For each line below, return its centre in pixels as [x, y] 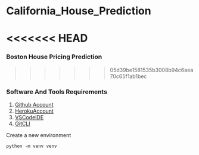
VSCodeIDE [29, 117]
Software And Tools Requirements [57, 92]
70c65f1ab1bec [128, 76]
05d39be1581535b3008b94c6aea [152, 70]
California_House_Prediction [79, 11]
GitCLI [23, 123]
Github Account [34, 104]
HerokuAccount [34, 111]
